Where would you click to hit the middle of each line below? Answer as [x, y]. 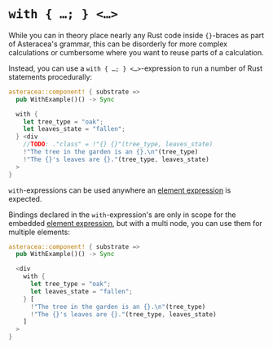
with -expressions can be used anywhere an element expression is [120, 190]
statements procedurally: [50, 76]
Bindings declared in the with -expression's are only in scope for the [122, 215]
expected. [25, 198]
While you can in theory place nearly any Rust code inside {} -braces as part [136, 35]
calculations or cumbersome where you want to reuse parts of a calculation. [136, 52]
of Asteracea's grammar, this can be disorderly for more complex [118, 44]
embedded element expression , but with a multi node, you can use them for [136, 223]
